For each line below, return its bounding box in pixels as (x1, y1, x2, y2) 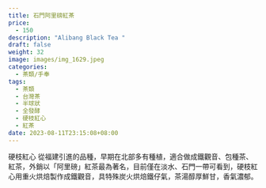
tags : (8, 77, 26, 85)
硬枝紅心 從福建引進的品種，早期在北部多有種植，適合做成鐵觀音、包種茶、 (8, 152, 253, 161)
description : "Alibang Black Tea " (8, 33, 126, 42)
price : (8, 19, 30, 27)
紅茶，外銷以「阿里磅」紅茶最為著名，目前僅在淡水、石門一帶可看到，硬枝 (8, 161, 251, 171)
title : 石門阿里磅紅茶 (8, 11, 75, 20)
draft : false (8, 41, 51, 49)
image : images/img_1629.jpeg (8, 56, 104, 64)
